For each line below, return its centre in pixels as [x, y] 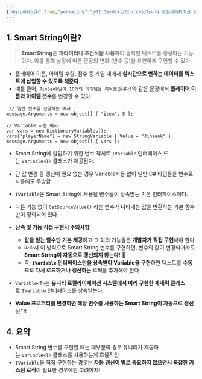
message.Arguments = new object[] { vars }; [63, 142]
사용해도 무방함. [33, 181]
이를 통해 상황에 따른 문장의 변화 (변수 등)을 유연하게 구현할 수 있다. [113, 61]
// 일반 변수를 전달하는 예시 [40, 109]
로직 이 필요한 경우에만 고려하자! [63, 370]
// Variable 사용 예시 [32, 126]
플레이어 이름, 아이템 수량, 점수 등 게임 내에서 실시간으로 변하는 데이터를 [99, 74]
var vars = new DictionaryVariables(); [56, 131]
